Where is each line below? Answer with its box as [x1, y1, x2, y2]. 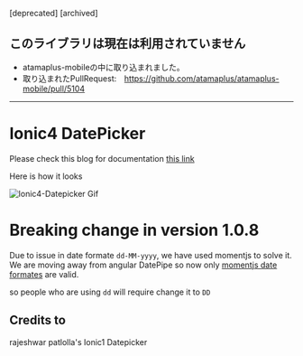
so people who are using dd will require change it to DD [9, 286, 211, 297]
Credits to [9, 313, 66, 328]
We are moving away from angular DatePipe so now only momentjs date [9, 259, 278, 270]
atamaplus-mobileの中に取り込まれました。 [22, 61, 185, 72]
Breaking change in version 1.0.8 [9, 220, 260, 240]
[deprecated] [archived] [9, 8, 98, 18]
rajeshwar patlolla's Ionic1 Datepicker [9, 336, 148, 347]
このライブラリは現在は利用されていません [9, 36, 246, 52]
